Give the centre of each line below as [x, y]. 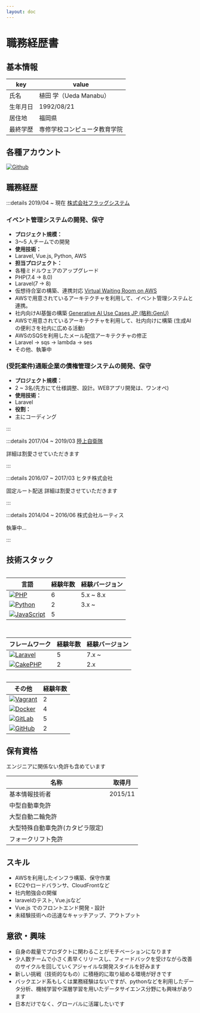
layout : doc [21, 12]
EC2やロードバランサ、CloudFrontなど [62, 886]
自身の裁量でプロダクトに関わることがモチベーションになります [93, 951]
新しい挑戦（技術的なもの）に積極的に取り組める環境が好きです [93, 974]
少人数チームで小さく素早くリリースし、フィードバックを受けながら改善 [104, 959]
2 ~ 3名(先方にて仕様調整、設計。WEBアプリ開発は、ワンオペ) [92, 388]
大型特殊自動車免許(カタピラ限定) [56, 828]
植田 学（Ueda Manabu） [75, 95]
